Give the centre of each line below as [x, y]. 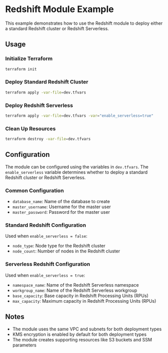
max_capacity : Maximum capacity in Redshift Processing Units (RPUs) [84, 301]
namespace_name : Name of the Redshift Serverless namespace [75, 285]
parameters [24, 345]
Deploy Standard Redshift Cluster [47, 82]
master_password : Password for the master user [61, 212]
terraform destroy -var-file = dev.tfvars [48, 139]
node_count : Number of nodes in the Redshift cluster [66, 251]
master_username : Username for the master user [62, 207]
